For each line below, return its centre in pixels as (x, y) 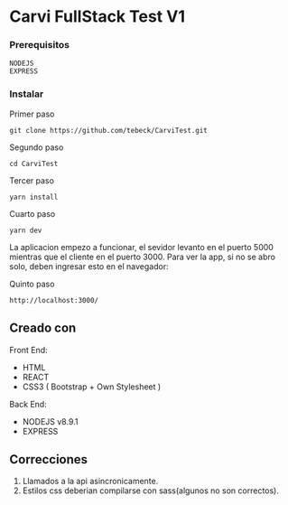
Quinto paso (32, 284)
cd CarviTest (34, 164)
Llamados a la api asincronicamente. (90, 482)
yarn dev (26, 230)
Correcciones (49, 459)
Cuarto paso (33, 213)
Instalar (27, 94)
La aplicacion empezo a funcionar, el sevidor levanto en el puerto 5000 (141, 247)
